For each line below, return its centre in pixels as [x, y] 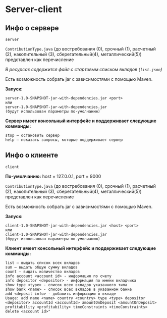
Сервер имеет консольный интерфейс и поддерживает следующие [81, 121]
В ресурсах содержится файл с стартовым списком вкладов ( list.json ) [84, 69]
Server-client [34, 9]
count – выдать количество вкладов [43, 272]
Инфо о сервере [32, 28]
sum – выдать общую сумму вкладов [42, 267]
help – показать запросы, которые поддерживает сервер [64, 140]
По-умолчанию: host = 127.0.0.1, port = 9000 [53, 176]
